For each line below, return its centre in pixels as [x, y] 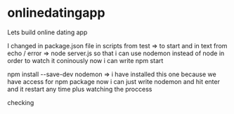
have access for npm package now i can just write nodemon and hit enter [113, 81]
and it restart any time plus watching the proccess [80, 89]
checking [21, 102]
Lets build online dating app [47, 32]
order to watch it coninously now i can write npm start [85, 60]
